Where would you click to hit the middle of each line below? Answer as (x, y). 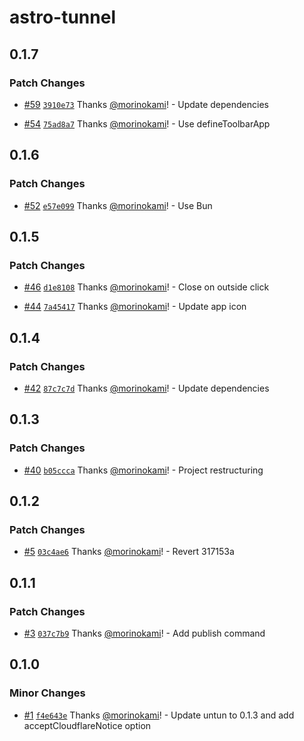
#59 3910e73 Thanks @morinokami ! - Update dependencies (146, 104)
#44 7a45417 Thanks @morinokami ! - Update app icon (135, 307)
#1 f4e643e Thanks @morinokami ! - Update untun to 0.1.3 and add (159, 715)
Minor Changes (47, 693)
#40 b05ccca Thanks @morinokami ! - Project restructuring (143, 470)
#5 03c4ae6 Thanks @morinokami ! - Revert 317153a (129, 552)
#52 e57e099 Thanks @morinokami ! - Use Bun (118, 205)
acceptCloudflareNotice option (87, 725)
